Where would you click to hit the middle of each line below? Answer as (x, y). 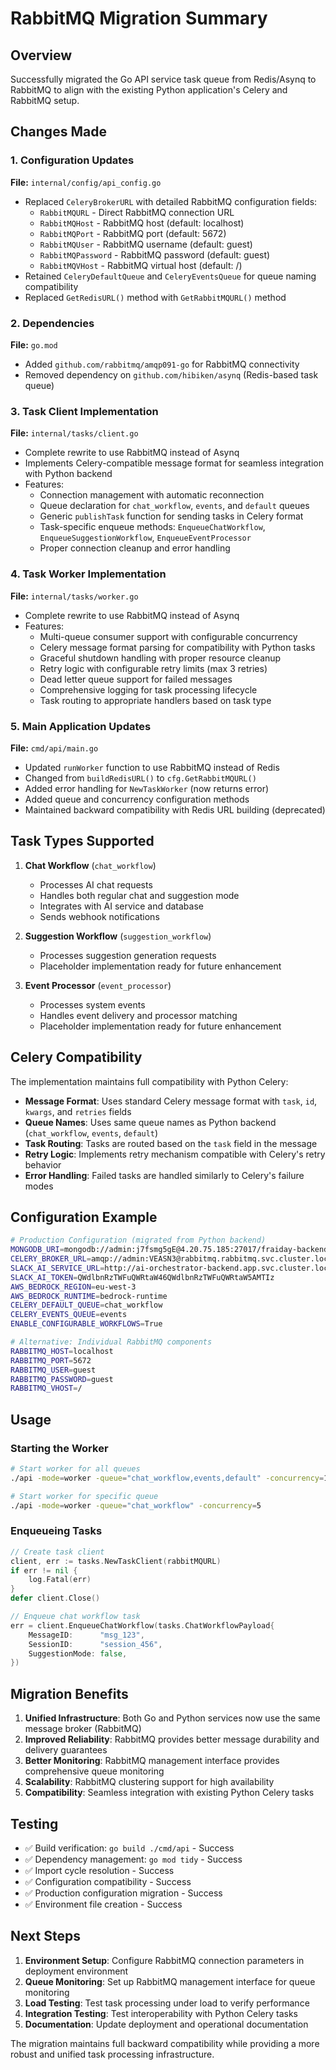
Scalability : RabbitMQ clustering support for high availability (149, 1782)
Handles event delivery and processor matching (138, 1015)
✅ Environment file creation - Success (103, 1904)
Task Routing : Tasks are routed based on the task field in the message (171, 1143)
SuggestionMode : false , (78, 1653)
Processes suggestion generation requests (128, 955)
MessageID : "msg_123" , (86, 1635)
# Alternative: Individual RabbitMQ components (111, 1342)
